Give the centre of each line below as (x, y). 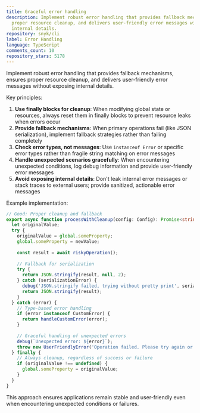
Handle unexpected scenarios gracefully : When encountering (92, 159)
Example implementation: (37, 203)
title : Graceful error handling (46, 12)
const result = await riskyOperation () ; (68, 252)
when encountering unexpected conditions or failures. (73, 403)
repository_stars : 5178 (36, 56)
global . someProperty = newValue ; (58, 242)
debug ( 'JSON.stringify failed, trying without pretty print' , (101, 286)
